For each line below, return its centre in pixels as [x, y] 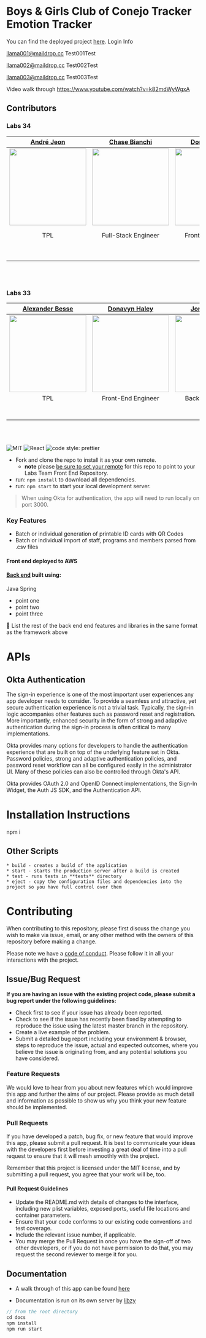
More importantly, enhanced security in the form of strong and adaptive [97, 721]
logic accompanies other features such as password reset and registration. [101, 714]
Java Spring [21, 589]
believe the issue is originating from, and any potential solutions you [101, 1051]
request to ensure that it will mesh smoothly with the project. [83, 1156]
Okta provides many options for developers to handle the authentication [97, 746]
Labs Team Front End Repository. [66, 473]
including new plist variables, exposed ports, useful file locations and [102, 1209]
